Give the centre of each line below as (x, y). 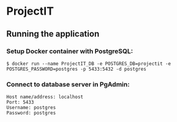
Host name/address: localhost (45, 97)
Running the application (53, 34)
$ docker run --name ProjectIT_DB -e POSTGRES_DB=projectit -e (89, 63)
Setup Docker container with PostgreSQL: (70, 51)
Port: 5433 (20, 102)
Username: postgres (31, 108)
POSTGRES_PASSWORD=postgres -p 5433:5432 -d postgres (77, 69)
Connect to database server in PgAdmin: (68, 84)
